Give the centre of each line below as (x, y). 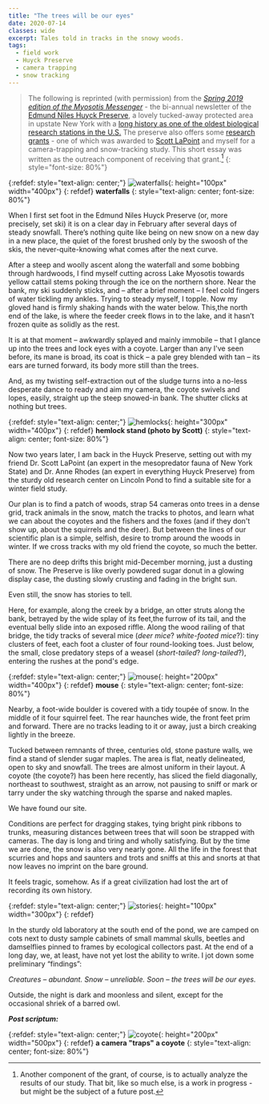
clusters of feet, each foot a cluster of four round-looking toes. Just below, (131, 644)
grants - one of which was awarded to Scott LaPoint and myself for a (142, 140)
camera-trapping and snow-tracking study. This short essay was (135, 149)
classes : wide (32, 30)
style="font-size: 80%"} (68, 167)
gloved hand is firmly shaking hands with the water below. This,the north (128, 307)
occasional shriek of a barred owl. (64, 1004)
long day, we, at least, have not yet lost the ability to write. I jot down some (131, 955)
